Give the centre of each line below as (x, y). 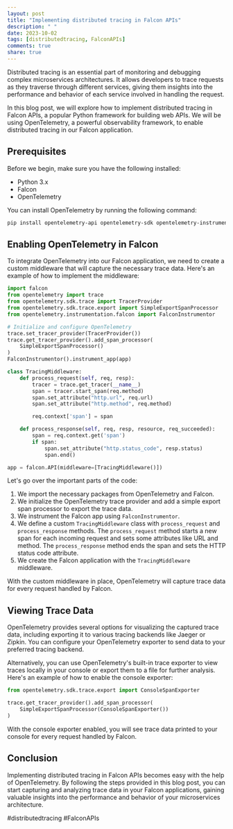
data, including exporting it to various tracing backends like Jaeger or (106, 635)
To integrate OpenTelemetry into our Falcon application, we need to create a (116, 261)
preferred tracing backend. (46, 649)
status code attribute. (48, 553)
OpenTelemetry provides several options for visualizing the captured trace (113, 627)
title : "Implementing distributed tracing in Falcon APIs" (94, 20)
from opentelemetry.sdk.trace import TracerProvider (85, 302)
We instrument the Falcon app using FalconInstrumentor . (98, 516)
